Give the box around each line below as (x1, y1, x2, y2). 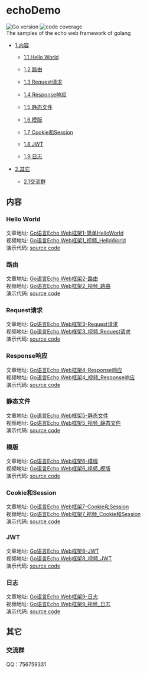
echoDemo (6, 4, 61, 17)
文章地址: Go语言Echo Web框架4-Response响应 (6, 366, 123, 373)
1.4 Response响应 (23, 91, 67, 98)
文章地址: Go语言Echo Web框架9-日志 (6, 593, 99, 600)
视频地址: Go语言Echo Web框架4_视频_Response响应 (6, 374, 135, 381)
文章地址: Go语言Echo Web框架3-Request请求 (6, 321, 118, 328)
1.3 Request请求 (23, 78, 63, 85)
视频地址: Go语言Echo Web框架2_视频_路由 (6, 282, 111, 289)
